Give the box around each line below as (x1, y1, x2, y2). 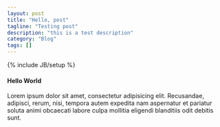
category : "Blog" (7, 36, 57, 43)
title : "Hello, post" (7, 16, 69, 23)
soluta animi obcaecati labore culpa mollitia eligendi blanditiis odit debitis (7, 106, 214, 115)
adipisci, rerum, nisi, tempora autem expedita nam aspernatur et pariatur (7, 99, 212, 107)
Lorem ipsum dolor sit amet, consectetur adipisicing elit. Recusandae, (7, 92, 205, 100)
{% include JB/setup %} (7, 61, 76, 69)
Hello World (7, 76, 42, 84)
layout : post (7, 10, 45, 17)
